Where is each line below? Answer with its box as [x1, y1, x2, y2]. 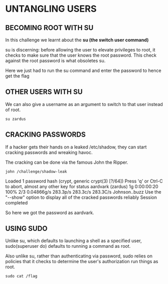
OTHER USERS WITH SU [5, 88, 83, 96]
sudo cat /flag [5, 274, 38, 279]
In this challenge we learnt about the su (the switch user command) [5, 37, 149, 43]
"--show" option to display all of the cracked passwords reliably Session [5, 194, 157, 200]
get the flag [5, 73, 30, 79]
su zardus [5, 116, 26, 121]
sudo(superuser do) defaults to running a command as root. [5, 243, 131, 249]
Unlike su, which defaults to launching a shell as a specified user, [5, 238, 142, 244]
